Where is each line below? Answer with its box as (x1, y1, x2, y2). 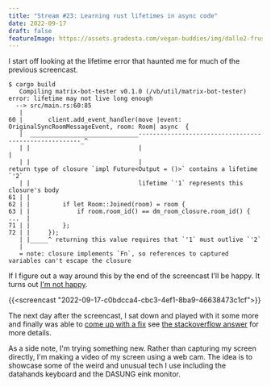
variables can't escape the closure (8, 257, 131, 265)
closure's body (8, 186, 60, 194)
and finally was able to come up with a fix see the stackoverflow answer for (8, 319, 260, 329)
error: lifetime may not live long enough (8, 94, 153, 103)
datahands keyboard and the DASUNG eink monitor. (8, 369, 181, 379)
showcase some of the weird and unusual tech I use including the (8, 360, 227, 371)
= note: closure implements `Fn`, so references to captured (19, 250, 229, 258)
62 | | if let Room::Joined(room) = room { (8, 201, 186, 209)
